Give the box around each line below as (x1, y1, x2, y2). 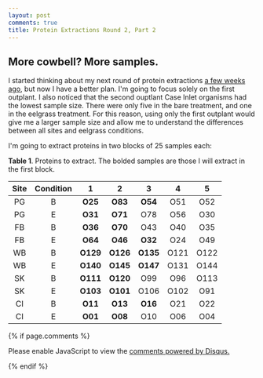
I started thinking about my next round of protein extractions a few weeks (8, 76, 246, 85)
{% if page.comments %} (8, 331, 90, 341)
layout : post (8, 11, 51, 20)
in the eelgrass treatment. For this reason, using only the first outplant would (8, 109, 255, 118)
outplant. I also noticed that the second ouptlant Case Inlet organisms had (8, 93, 247, 102)
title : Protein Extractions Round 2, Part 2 (8, 26, 156, 34)
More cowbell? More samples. (8, 55, 159, 68)
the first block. (8, 165, 55, 174)
